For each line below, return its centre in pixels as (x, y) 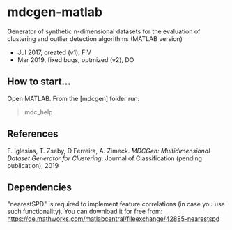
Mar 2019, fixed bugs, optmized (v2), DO (76, 59)
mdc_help (38, 112)
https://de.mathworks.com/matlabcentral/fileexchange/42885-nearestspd (114, 219)
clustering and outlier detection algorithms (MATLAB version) (95, 38)
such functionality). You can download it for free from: (85, 212)
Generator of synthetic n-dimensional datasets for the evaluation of (104, 31)
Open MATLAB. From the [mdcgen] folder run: (74, 98)
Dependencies (39, 187)
